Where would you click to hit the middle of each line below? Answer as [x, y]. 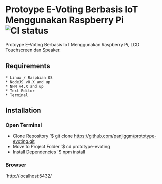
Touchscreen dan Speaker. [33, 50]
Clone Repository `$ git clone [43, 136]
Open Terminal [24, 125]
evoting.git [24, 141]
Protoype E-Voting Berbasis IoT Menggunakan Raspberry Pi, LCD [72, 44]
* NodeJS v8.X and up [28, 82]
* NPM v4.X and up [24, 86]
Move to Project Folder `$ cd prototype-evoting [61, 147]
